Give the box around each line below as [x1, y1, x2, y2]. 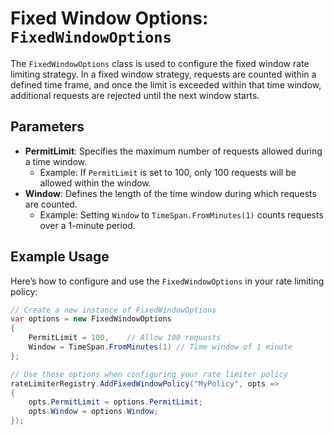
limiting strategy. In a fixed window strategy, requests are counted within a [10, 68, 317, 80]
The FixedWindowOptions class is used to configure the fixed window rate [10, 57, 310, 69]
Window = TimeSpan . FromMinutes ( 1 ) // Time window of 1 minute [28, 342, 293, 352]
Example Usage [10, 248, 110, 266]
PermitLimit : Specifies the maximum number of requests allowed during [24, 145, 323, 157]
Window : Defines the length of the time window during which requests [24, 187, 317, 199]
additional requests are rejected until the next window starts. [10, 89, 260, 101]
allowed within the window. [39, 177, 152, 189]
